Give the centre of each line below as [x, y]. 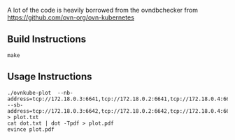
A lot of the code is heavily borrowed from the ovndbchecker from [102, 10]
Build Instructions [47, 39]
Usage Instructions [50, 77]
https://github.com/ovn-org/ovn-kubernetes [71, 17]
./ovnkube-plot [29, 93]
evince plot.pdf [31, 129]
